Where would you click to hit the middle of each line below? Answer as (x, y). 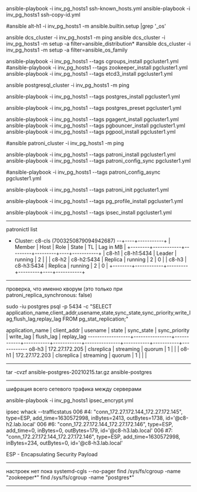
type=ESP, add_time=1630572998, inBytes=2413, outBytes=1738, (85, 418)
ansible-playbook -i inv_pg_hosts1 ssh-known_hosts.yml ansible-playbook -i (98, 9)
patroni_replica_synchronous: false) (49, 295)
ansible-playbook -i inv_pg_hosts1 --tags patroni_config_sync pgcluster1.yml (98, 161)
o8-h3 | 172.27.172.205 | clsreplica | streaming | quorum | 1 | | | (104, 349)
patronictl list (22, 229)
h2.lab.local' (21, 424)
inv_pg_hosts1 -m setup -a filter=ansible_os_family (67, 50)
